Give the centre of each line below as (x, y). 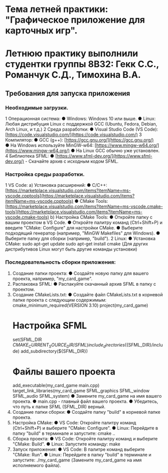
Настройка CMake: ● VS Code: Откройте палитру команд (74, 423)
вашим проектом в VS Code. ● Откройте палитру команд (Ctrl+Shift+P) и (84, 222)
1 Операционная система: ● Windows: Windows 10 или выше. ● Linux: (80, 119)
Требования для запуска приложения (68, 93)
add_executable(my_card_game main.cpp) (56, 386)
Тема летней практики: (57, 9)
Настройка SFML (50, 325)
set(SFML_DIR (27, 339)
